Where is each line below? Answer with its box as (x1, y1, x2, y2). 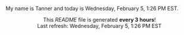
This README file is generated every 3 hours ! (43, 16, 156, 23)
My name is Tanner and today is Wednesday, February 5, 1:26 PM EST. (5, 5, 179, 12)
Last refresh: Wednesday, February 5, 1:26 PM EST (37, 23, 162, 29)
